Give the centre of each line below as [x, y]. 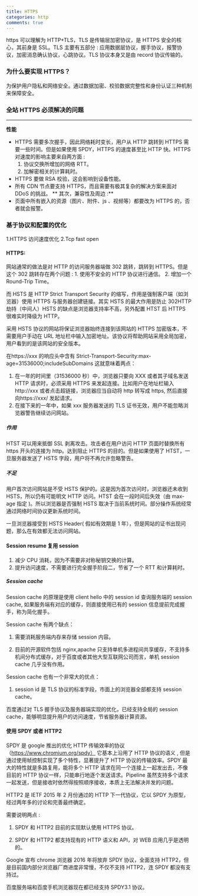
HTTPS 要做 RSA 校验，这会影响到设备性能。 [69, 178]
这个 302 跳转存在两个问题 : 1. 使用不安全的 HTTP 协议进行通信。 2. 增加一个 [99, 274]
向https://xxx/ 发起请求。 [45, 398]
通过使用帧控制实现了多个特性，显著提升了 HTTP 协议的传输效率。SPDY [94, 760]
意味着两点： [121, 363]
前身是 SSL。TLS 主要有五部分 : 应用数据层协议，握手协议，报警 [99, 47]
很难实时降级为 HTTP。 [34, 316]
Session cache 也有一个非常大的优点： [53, 676]
